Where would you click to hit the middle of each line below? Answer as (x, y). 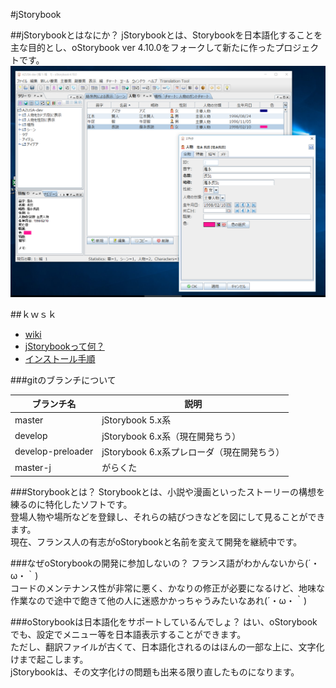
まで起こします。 (53, 659)
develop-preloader (54, 451)
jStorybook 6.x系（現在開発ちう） (171, 436)
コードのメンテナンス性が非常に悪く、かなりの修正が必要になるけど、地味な (168, 588)
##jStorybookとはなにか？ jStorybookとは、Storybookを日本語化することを (166, 35)
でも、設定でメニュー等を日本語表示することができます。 (128, 634)
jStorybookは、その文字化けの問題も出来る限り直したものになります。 (155, 671)
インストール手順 (60, 358)
